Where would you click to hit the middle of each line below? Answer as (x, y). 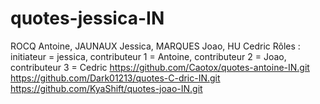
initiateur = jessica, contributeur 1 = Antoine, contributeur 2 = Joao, (148, 56)
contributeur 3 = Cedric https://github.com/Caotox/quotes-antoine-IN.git (160, 67)
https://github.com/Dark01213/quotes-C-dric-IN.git (115, 78)
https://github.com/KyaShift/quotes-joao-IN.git (106, 88)
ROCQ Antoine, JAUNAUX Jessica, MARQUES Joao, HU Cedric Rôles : (155, 46)
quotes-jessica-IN (87, 18)
